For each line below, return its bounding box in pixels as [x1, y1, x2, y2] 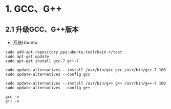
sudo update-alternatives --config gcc [5, 72, 91, 77]
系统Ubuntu [12, 40, 38, 45]
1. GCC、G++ [5, 3, 62, 15]
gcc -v [5, 94, 19, 99]
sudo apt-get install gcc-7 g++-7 [5, 59, 79, 64]
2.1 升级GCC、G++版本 [5, 25, 79, 34]
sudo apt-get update [5, 54, 50, 59]
